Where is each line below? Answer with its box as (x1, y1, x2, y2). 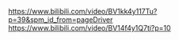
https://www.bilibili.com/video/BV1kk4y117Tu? (8, 7, 158, 16)
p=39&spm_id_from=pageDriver (8, 15, 113, 24)
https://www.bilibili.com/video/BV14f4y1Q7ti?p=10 (8, 24, 172, 32)
